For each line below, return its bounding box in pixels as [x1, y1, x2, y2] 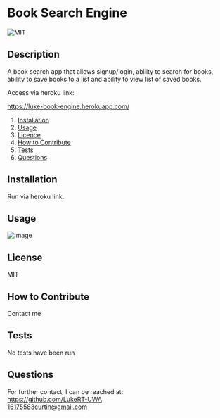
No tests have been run [7, 348, 75, 357]
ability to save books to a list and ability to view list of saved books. [7, 75, 202, 83]
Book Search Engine [7, 5, 128, 21]
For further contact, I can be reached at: [7, 387, 124, 395]
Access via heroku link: [7, 88, 75, 96]
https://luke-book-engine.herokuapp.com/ [7, 102, 130, 110]
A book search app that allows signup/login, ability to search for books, [7, 67, 214, 75]
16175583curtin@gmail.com [7, 403, 88, 411]
